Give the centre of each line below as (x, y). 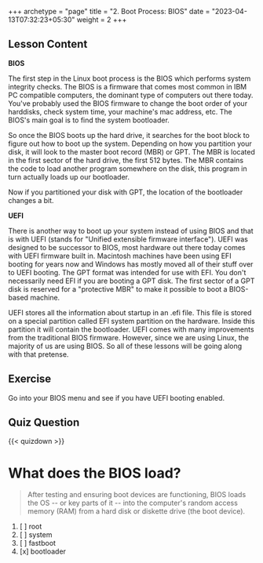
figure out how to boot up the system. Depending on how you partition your (130, 143)
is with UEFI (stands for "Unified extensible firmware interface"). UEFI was (128, 239)
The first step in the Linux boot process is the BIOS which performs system (130, 78)
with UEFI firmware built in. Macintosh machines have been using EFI (120, 256)
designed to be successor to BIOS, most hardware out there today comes (127, 247)
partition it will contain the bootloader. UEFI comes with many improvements (131, 329)
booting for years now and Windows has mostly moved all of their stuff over (131, 264)
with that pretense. (38, 354)
